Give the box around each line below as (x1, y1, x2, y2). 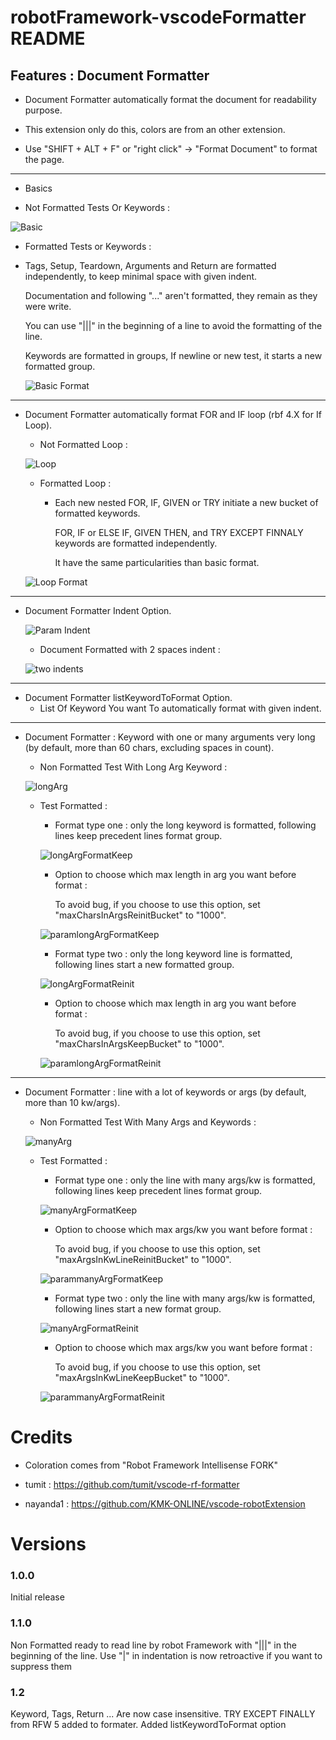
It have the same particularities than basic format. (54, 557, 260, 568)
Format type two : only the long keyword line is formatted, (54, 948, 293, 960)
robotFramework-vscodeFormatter (10, 6, 307, 29)
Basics (24, 182, 53, 194)
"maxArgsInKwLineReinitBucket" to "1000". (54, 1254, 232, 1265)
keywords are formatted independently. (54, 537, 218, 549)
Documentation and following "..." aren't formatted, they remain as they (24, 290, 318, 301)
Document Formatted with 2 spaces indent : (39, 644, 221, 655)
